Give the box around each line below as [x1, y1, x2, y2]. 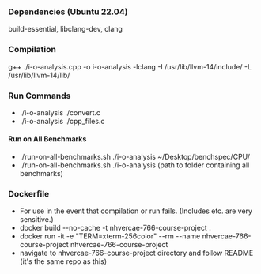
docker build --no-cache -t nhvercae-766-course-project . [19, 223, 211, 233]
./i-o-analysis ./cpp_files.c [19, 116, 105, 126]
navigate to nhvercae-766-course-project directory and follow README [19, 248, 254, 258]
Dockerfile [8, 189, 50, 200]
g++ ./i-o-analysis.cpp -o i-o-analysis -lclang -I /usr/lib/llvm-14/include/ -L [8, 62, 252, 71]
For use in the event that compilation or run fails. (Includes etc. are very [19, 206, 253, 216]
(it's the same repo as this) [19, 257, 108, 266]
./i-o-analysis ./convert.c [19, 107, 101, 117]
